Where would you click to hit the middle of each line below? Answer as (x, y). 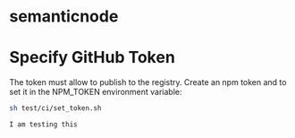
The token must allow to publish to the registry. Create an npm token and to (148, 82)
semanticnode (64, 17)
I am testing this (43, 125)
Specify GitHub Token (93, 58)
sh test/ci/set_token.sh (55, 108)
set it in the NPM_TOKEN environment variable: (96, 92)
